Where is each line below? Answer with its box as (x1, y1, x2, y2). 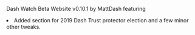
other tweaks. (6, 24, 41, 30)
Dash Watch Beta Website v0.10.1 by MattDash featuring (6, 5, 146, 12)
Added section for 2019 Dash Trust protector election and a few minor (14, 17, 189, 24)
